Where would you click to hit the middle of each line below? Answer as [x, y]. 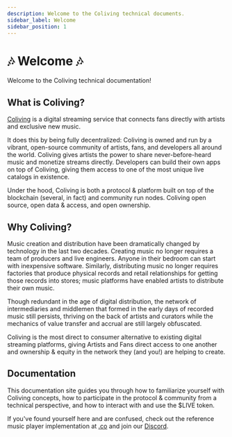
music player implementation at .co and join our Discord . [88, 426]
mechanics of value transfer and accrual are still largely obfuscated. [105, 323]
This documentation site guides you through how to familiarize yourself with [116, 390]
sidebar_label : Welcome [42, 20]
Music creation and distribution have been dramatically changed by [103, 243]
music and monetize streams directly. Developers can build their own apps [114, 162]
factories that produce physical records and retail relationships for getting [113, 273]
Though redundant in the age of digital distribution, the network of [102, 301]
